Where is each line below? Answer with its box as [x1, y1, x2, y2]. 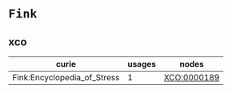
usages [127, 59, 156, 69]
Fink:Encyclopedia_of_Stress [12, 72, 120, 83]
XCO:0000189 [163, 72, 220, 83]
